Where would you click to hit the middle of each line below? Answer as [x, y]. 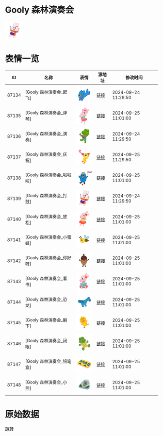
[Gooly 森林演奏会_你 [46, 258]
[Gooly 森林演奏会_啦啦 [48, 175]
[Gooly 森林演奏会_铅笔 [48, 361]
